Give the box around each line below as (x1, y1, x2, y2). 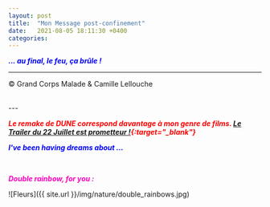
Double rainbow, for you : (8, 174, 95, 184)
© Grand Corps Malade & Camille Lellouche (8, 79, 153, 89)
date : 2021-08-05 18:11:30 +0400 (8, 26, 128, 34)
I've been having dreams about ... (8, 143, 124, 152)
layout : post (8, 11, 52, 20)
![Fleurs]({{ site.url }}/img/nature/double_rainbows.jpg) (8, 189, 190, 199)
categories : (8, 34, 48, 43)
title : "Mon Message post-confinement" (8, 19, 146, 27)
